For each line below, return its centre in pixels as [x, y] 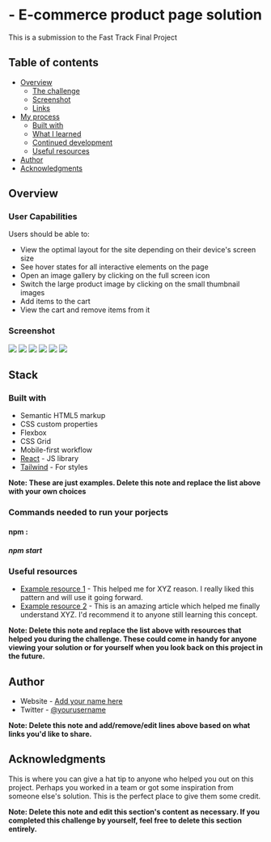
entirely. [23, 829]
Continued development [72, 142]
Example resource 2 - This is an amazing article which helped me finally [140, 606]
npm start [25, 550]
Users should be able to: [49, 234]
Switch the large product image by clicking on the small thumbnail [130, 284]
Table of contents [53, 63]
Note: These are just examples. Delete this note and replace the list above [135, 483]
